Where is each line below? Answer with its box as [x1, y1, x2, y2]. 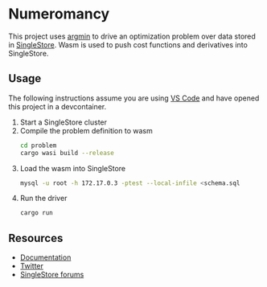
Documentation [19, 252, 72, 262]
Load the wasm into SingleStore [19, 163, 126, 173]
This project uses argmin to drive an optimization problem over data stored [8, 31, 256, 41]
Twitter [19, 261, 44, 271]
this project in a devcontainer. [8, 101, 107, 111]
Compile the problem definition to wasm [19, 125, 153, 135]
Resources [8, 231, 64, 245]
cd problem [19, 141, 57, 150]
